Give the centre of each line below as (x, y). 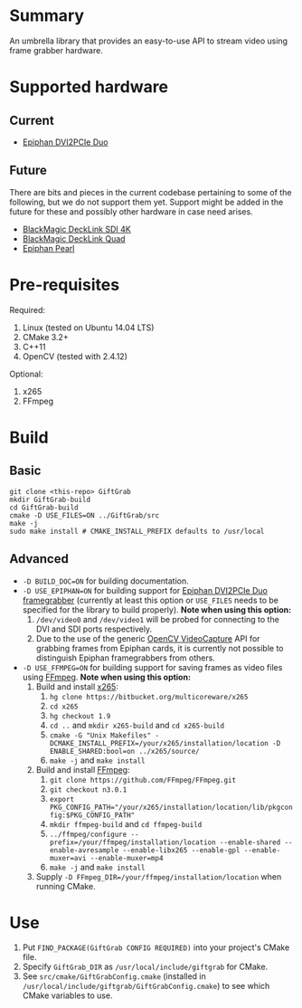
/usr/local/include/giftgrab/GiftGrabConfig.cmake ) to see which (146, 986)
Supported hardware (89, 87)
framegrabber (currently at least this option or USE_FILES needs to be (150, 600)
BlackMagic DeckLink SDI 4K (76, 229)
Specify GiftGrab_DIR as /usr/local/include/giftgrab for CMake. (145, 967)
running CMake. (66, 886)
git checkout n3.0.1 (88, 789)
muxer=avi (68, 858)
